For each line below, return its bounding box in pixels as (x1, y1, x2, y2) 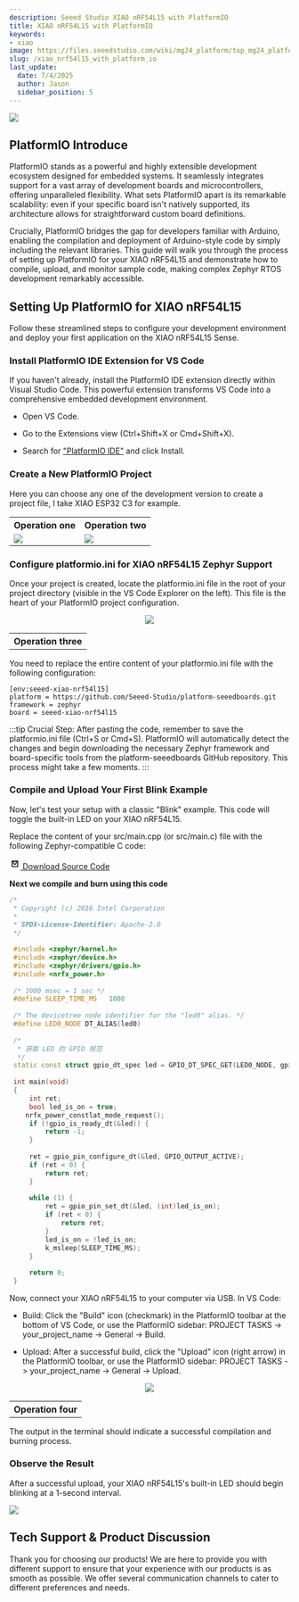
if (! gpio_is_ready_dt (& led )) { (28, 1119, 149, 1128)
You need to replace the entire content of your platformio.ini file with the (9, 658, 274, 668)
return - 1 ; (44, 1127, 86, 1136)
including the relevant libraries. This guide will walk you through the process (9, 245, 289, 255)
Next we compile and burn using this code (9, 878, 168, 889)
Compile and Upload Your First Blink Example (9, 784, 208, 796)
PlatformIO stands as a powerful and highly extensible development (9, 162, 257, 172)
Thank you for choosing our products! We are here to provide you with (9, 1554, 267, 1565)
